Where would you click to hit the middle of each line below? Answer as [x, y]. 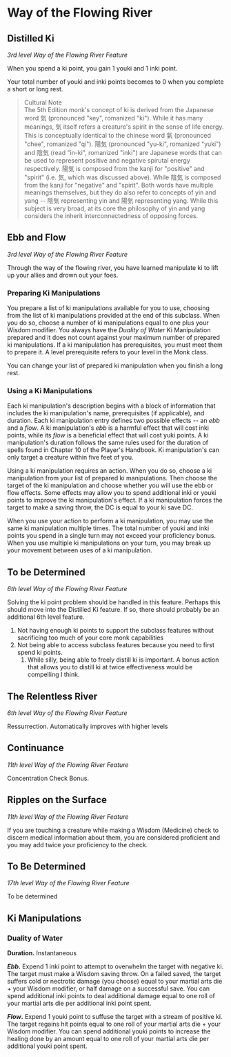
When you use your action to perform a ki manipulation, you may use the [110, 521]
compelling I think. [53, 675]
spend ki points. [40, 653]
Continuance [36, 748]
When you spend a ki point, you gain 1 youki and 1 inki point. [92, 68]
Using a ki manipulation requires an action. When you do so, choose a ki [110, 471]
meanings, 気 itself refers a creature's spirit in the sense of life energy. [124, 127]
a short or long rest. [35, 89]
